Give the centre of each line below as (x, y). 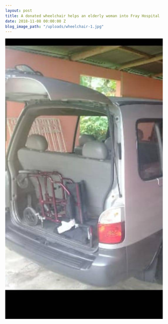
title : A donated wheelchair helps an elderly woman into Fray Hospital (82, 16)
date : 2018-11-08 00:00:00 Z (35, 21)
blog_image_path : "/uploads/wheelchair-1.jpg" (54, 27)
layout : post (19, 11)
